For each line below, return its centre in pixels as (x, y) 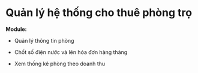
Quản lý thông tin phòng (44, 40)
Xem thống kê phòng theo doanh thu (60, 64)
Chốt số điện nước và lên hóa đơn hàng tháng (71, 52)
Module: (16, 29)
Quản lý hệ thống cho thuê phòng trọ (99, 13)
